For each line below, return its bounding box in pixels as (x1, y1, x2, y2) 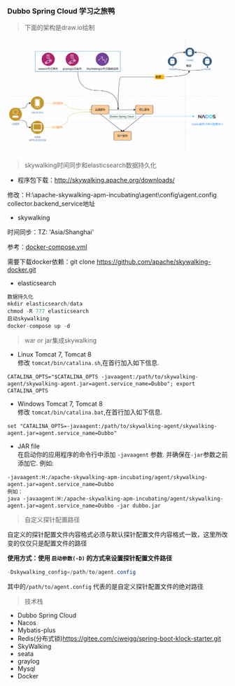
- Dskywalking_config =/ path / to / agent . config (7, 569, 136, 576)
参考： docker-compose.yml (7, 243, 87, 251)
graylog (17, 657, 40, 665)
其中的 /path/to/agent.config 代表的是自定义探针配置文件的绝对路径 (7, 582, 204, 590)
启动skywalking (7, 315, 50, 322)
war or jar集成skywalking (24, 336, 97, 344)
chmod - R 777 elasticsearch (7, 308, 90, 315)
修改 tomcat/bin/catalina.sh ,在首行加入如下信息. (17, 358, 159, 366)
